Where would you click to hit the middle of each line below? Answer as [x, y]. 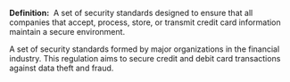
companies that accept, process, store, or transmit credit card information [145, 22]
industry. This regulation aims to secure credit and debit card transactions [145, 58]
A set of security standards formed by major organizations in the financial [145, 49]
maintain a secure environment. [67, 32]
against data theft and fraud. [62, 68]
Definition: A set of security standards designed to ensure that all [131, 13]
